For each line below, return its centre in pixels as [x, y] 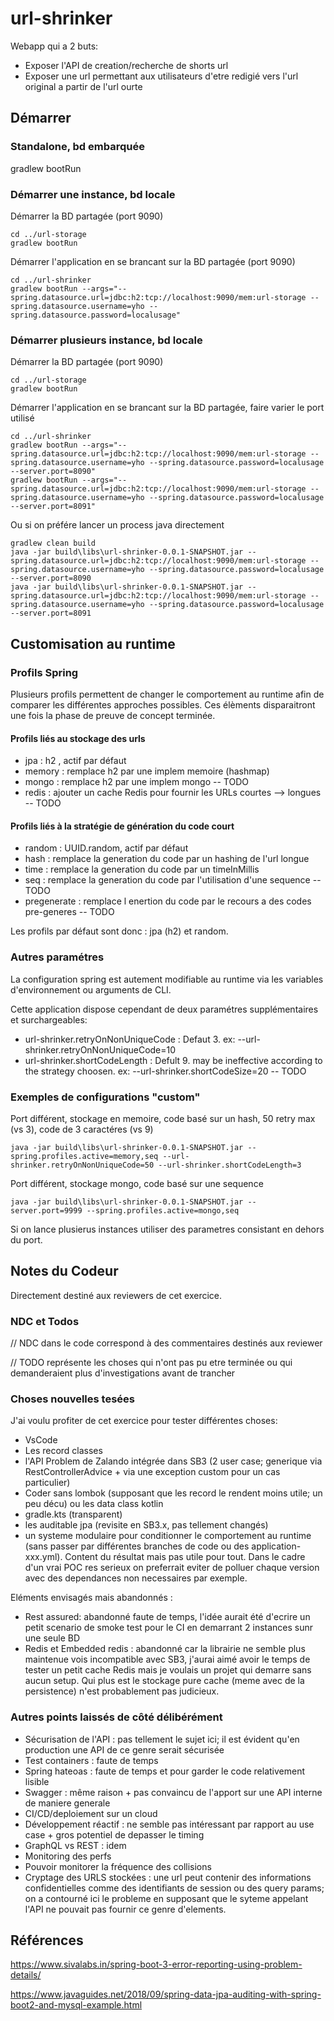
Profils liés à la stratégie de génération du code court [122, 826]
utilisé [22, 418]
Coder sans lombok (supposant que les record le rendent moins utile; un [173, 1493]
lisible [37, 1781]
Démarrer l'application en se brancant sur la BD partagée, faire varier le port [167, 408]
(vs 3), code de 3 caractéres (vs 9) [82, 1129]
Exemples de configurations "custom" [105, 1097]
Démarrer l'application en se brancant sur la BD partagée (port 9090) [153, 261]
